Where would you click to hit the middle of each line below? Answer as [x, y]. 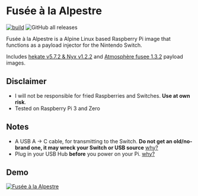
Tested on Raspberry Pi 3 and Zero [58, 108]
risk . [20, 102]
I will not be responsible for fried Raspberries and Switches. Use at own [102, 95]
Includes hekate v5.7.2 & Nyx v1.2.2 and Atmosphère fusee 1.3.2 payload [95, 56]
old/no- [183, 141]
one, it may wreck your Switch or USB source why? [95, 147]
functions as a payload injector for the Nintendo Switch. [74, 45]
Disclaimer [26, 81]
